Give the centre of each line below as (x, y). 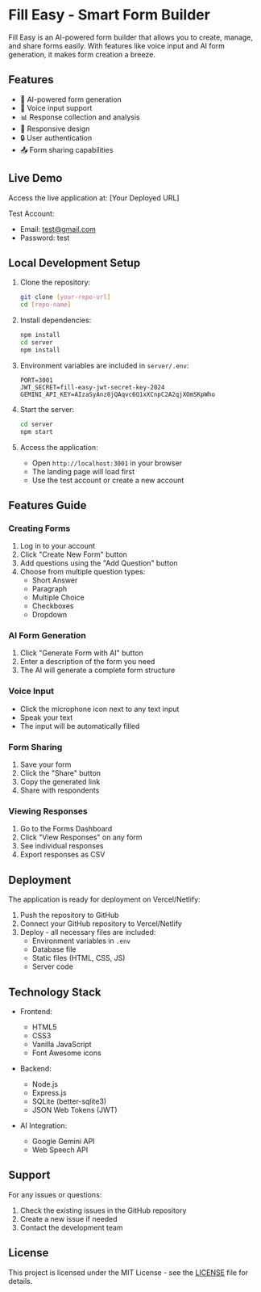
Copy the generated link (60, 782)
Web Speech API (60, 1150)
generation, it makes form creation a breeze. (82, 54)
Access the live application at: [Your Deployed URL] (94, 198)
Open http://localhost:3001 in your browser (107, 463)
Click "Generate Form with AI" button (81, 653)
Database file (54, 949)
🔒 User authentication (56, 137)
